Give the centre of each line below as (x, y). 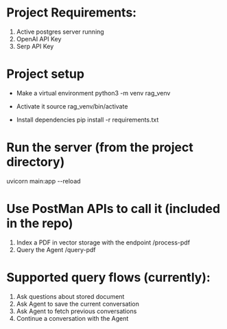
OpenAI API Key (39, 38)
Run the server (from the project (100, 147)
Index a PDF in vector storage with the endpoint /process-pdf (103, 242)
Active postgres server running (60, 32)
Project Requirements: (72, 13)
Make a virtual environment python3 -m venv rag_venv (93, 93)
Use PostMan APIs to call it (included (113, 209)
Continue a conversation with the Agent (72, 318)
